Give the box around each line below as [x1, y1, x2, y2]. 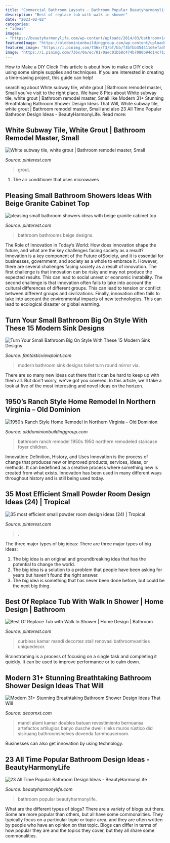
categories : [5, 21, 30, 27]
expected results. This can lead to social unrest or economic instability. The [5, 274, 163, 280]
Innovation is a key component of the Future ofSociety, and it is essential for [5, 253, 164, 259]
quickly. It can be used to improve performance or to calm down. [5, 659, 140, 665]
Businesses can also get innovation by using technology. [5, 740, 123, 747]
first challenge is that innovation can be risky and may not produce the [5, 269, 153, 275]
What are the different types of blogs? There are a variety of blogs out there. [5, 806, 165, 812]
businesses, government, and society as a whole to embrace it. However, [5, 258, 158, 264]
